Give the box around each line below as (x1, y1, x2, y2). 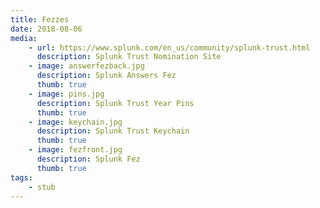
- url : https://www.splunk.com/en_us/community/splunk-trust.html (28, 42, 311, 53)
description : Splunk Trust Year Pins (36, 98, 195, 108)
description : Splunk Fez (36, 154, 141, 164)
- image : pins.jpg (28, 89, 105, 99)
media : (10, 33, 38, 43)
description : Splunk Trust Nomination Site (36, 52, 222, 62)
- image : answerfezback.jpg (28, 61, 145, 71)
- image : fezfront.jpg (28, 145, 123, 155)
